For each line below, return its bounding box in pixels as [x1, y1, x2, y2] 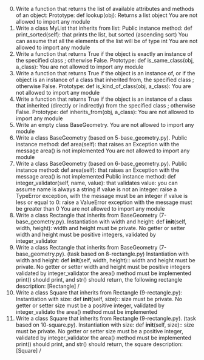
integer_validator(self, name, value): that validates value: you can [15, 179, 178, 186]
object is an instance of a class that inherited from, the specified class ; [15, 76, 194, 83]
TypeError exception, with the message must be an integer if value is [15, 192, 188, 199]
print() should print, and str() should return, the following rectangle [15, 276, 183, 283]
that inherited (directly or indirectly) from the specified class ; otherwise [15, 102, 196, 109]
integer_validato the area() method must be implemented [15, 308, 158, 315]
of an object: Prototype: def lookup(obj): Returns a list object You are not [15, 12, 198, 19]
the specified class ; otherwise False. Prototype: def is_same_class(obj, [15, 57, 194, 64]
